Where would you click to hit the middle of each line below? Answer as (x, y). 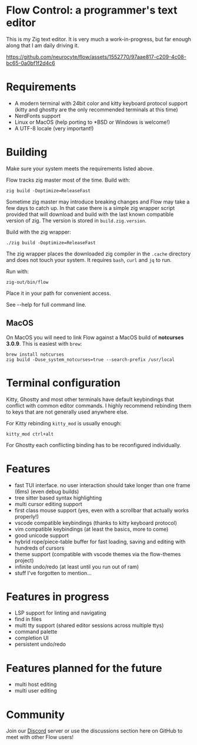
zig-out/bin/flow (27, 282)
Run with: (18, 271)
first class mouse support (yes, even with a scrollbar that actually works (102, 510)
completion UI (31, 638)
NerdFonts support (37, 116)
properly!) (27, 516)
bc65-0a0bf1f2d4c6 (31, 63)
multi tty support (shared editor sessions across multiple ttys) (89, 625)
